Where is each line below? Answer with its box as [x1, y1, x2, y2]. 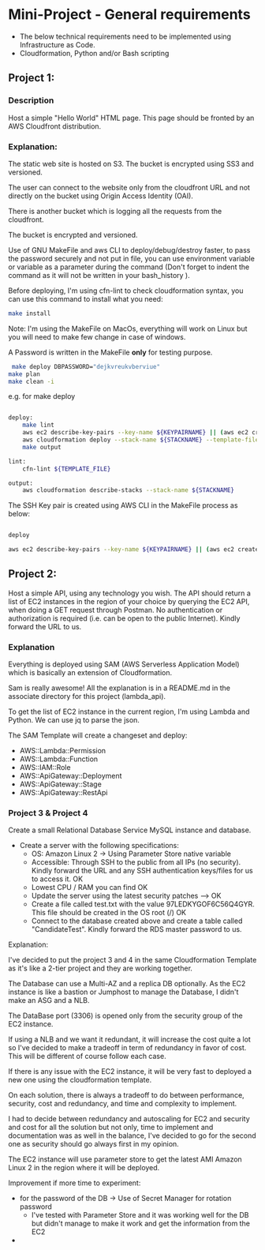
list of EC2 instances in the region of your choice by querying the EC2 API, [8, 596, 250, 606]
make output [22, 443, 62, 451]
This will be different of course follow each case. [8, 1052, 167, 1061]
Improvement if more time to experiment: [8, 1178, 141, 1188]
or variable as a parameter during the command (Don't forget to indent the [8, 262, 250, 272]
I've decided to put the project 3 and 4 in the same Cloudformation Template [8, 955, 257, 965]
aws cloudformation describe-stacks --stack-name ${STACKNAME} [22, 486, 235, 494]
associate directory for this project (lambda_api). [8, 692, 166, 701]
